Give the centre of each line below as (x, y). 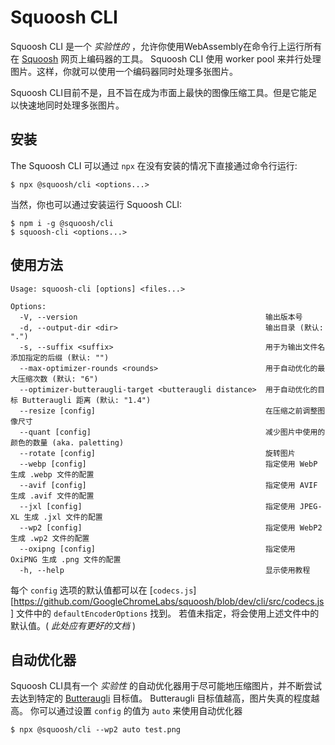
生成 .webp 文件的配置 (52, 474)
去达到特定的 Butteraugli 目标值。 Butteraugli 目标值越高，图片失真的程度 (161, 698)
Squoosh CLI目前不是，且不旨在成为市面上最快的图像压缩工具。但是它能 (159, 92)
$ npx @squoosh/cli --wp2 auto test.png (96, 730)
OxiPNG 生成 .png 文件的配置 (66, 559)
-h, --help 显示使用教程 (165, 570)
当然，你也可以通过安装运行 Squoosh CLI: (96, 204)
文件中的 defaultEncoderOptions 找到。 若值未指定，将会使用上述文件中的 (168, 613)
